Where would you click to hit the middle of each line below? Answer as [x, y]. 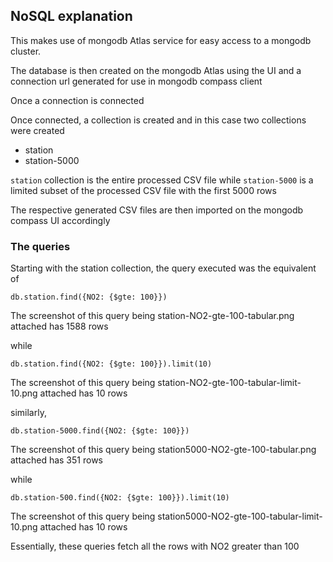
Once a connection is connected [77, 100]
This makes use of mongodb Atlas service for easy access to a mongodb [161, 40]
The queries [40, 246]
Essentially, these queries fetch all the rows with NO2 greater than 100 [155, 546]
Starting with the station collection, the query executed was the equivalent [163, 268]
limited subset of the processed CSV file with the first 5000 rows [143, 190]
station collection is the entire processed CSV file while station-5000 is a [162, 180]
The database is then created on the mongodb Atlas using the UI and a [156, 70]
